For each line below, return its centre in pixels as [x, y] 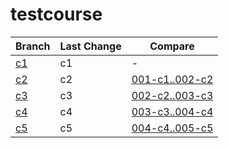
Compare [172, 46]
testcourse [56, 14]
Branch [33, 46]
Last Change [90, 46]
